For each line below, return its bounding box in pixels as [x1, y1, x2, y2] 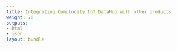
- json [6, 31, 23, 37]
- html [6, 25, 23, 32]
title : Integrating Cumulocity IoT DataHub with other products [6, 8, 172, 15]
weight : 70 [6, 14, 34, 20]
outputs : [6, 20, 28, 26]
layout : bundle [6, 36, 45, 42]
